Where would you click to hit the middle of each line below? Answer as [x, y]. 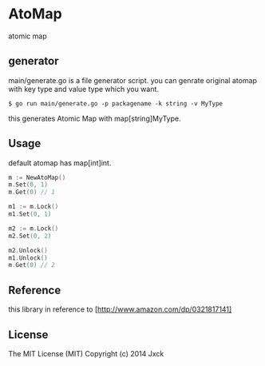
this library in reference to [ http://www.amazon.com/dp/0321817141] [120, 309]
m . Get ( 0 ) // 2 [32, 265]
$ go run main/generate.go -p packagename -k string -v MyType [116, 103]
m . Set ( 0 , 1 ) [28, 185]
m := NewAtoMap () [37, 177]
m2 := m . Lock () [34, 229]
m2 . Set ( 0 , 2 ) [30, 236]
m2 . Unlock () [28, 250]
